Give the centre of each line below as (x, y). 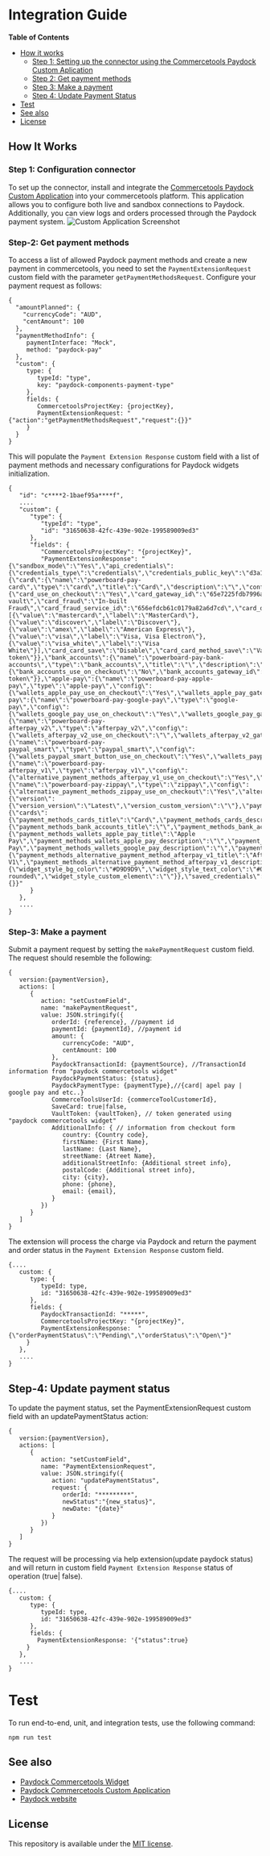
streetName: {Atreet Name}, (109, 1156)
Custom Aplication (63, 69)
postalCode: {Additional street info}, (129, 1171)
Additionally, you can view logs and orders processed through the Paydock (133, 213)
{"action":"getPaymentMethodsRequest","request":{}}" (100, 420)
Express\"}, (176, 629)
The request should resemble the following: (80, 958)
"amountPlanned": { (48, 307)
